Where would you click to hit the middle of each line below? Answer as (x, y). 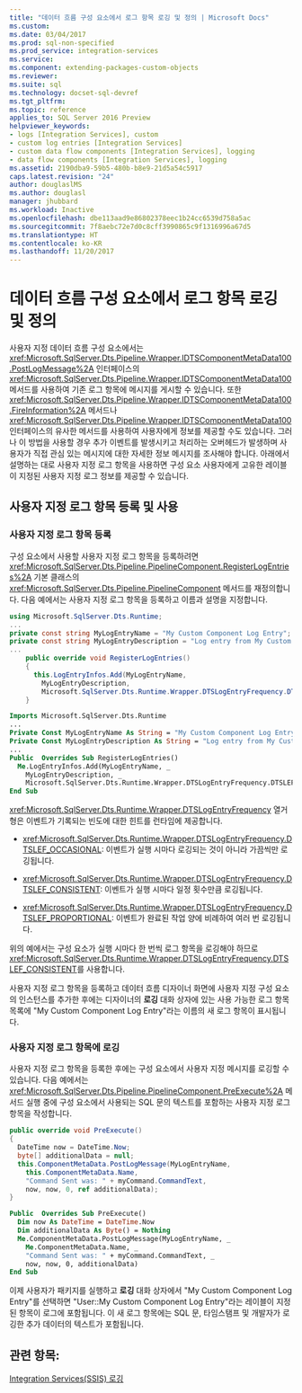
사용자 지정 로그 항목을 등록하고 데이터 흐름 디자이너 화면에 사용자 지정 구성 (141, 989)
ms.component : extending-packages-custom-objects (104, 68)
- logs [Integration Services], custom (84, 135)
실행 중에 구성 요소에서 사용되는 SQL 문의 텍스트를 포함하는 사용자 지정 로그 (158, 1103)
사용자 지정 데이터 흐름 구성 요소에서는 (76, 348)
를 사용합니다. (101, 969)
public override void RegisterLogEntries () (108, 658)
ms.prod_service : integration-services (84, 51)
